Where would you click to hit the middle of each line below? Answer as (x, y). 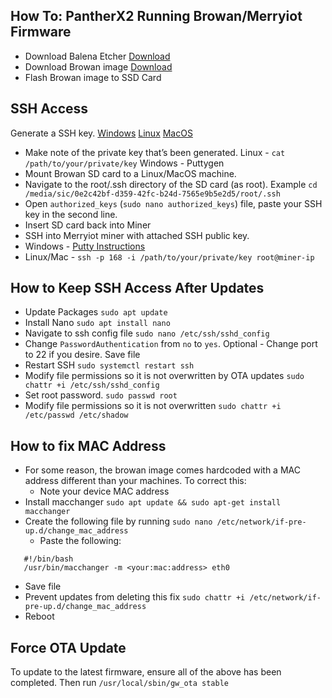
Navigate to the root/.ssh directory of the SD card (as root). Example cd (171, 184)
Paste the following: (80, 541)
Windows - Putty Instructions (85, 246)
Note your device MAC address (104, 491)
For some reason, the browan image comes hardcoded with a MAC (162, 470)
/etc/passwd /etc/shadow (76, 415)
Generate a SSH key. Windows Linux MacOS (101, 133)
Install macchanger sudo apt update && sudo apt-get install (153, 502)
